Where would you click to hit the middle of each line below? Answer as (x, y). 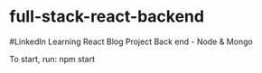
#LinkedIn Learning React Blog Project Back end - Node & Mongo (131, 41)
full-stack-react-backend (107, 17)
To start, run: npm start (52, 59)
